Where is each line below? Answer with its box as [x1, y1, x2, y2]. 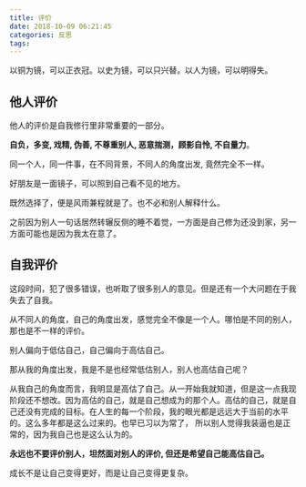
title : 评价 [9, 13, 52, 23]
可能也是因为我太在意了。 [25, 228, 121, 239]
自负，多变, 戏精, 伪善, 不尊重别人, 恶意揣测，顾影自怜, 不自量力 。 [9, 139, 255, 150]
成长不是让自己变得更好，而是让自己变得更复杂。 [9, 467, 193, 478]
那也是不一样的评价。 [9, 325, 89, 336]
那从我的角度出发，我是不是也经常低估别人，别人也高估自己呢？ [9, 363, 249, 374]
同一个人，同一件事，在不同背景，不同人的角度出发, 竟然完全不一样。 [9, 158, 270, 169]
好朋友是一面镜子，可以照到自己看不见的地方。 [9, 178, 185, 189]
